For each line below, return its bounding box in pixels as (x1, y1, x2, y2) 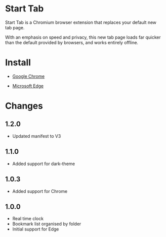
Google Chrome (12, 73, 45, 79)
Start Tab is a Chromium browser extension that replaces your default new (5, 19, 157, 25)
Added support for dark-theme (12, 161, 75, 167)
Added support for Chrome (12, 188, 68, 194)
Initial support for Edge (12, 226, 59, 232)
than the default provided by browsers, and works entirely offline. (5, 39, 138, 45)
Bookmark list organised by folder (12, 221, 82, 227)
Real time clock (12, 216, 43, 222)
